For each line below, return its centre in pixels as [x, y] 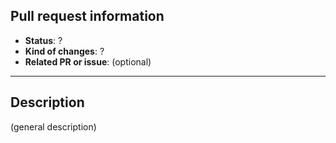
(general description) [53, 126]
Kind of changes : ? [64, 51]
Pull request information [87, 16]
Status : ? [43, 40]
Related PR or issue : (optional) [88, 61]
